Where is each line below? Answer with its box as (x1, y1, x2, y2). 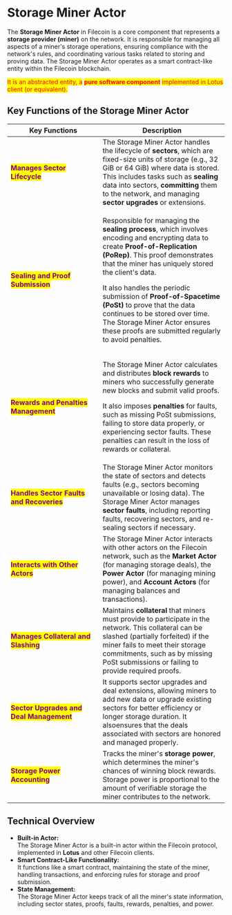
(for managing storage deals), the (102, 560, 212, 569)
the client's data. (102, 267, 157, 277)
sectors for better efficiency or (102, 702, 202, 712)
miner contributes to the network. (102, 791, 211, 801)
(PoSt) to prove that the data (102, 300, 195, 310)
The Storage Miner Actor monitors (102, 462, 213, 472)
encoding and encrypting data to (102, 233, 209, 242)
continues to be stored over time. (102, 308, 210, 318)
